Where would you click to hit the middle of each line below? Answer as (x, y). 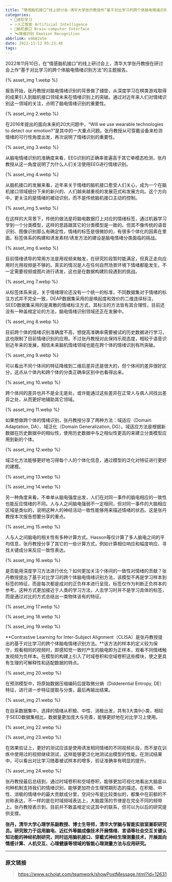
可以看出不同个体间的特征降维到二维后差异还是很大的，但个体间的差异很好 (84, 365)
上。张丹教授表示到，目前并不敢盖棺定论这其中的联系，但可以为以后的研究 (84, 807)
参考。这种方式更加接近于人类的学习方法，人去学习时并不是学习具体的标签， (86, 590)
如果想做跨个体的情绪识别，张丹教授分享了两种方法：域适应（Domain (79, 420)
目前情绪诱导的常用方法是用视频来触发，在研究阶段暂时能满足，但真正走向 (84, 259)
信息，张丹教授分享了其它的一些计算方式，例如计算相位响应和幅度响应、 (86, 544)
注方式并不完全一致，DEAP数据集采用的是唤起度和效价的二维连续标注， (81, 298)
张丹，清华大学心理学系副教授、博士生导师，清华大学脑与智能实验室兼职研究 (86, 824)
